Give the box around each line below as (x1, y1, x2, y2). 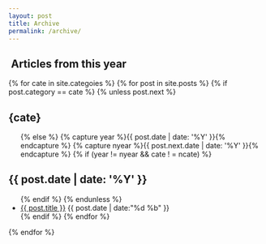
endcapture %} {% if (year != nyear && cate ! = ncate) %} (19, 149, 212, 159)
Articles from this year (11, 57, 127, 71)
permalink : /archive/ (8, 27, 82, 35)
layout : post (8, 11, 53, 20)
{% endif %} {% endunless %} (19, 194, 122, 203)
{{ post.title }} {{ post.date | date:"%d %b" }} (19, 203, 170, 212)
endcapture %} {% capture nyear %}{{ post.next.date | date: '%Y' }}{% (19, 141, 260, 150)
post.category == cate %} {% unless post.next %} (8, 87, 177, 97)
